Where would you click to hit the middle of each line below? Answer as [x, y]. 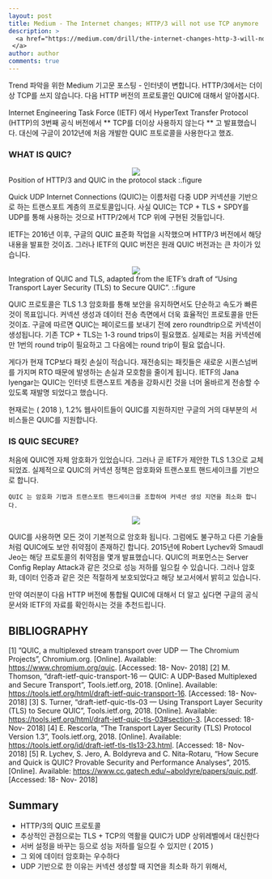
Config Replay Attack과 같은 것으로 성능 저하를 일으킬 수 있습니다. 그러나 [124, 568]
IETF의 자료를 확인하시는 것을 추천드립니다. [98, 605]
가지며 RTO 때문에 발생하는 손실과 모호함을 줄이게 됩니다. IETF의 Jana [128, 372]
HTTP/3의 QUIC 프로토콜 [60, 826]
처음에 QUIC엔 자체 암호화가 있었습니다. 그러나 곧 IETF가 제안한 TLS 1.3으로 [128, 460]
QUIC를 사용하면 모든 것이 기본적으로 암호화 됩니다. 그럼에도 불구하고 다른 [125, 537]
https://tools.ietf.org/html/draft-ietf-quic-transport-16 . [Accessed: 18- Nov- [133, 693]
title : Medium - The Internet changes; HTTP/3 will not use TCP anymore [134, 24]
